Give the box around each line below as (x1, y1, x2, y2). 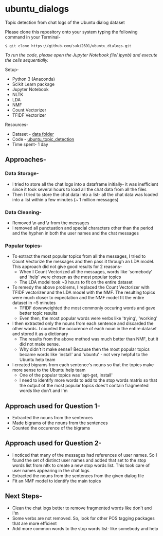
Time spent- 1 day (12, 141, 49, 147)
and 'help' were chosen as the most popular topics (19, 274, 121, 280)
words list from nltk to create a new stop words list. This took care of (12, 462, 150, 468)
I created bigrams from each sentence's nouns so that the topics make (12, 362, 154, 368)
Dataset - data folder (12, 131, 54, 137)
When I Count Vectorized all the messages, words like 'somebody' (19, 269, 152, 275)
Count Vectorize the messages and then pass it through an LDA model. (12, 259, 155, 265)
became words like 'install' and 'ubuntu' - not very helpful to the (19, 352, 148, 357)
